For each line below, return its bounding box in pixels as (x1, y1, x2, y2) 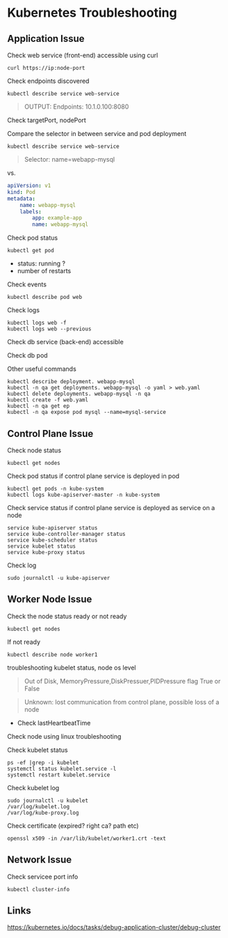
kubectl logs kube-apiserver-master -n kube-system (7, 491, 160, 498)
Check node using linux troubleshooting (7, 732, 122, 740)
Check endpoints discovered (7, 77, 90, 85)
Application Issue (7, 33, 85, 45)
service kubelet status (7, 542, 76, 550)
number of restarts (17, 267, 72, 275)
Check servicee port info (7, 872, 79, 881)
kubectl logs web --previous (7, 325, 92, 332)
